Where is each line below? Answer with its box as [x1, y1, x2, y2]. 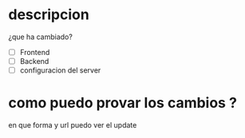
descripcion [8, 6, 89, 24]
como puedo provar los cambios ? [8, 94, 238, 112]
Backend [19, 57, 49, 65]
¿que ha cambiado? [8, 32, 73, 41]
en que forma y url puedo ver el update [8, 120, 137, 130]
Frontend [19, 47, 50, 57]
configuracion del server [19, 65, 101, 75]
